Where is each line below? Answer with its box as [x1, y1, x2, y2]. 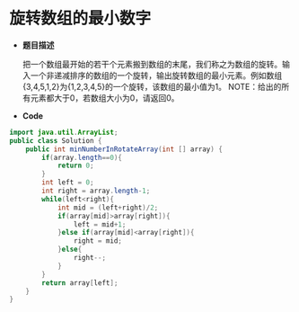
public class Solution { [9, 136, 102, 145]
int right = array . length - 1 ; [41, 186, 151, 196]
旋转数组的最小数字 [9, 8, 152, 29]
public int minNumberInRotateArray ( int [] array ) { [25, 145, 223, 154]
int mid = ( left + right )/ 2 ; [57, 203, 159, 212]
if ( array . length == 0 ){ [41, 153, 123, 162]
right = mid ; [73, 236, 123, 245]
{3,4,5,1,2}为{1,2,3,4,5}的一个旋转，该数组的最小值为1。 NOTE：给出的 [22, 81, 282, 92]
